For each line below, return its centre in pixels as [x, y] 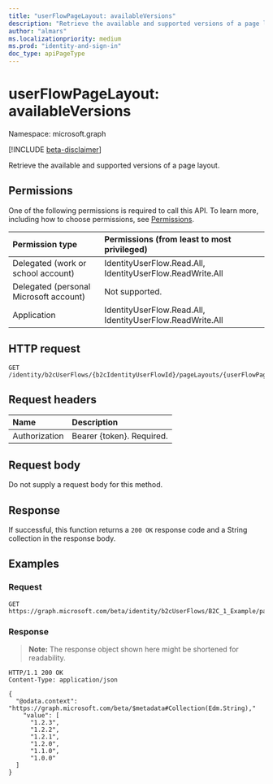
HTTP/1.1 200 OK [36, 673]
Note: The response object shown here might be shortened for [134, 649]
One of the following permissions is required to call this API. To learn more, [134, 210]
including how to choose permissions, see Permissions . [102, 219]
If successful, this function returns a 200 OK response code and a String [128, 530]
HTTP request [45, 349]
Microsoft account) [49, 296]
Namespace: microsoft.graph [57, 133]
